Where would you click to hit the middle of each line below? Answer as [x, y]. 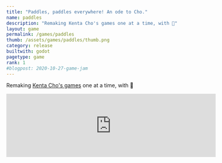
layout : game [23, 29]
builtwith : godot [28, 52]
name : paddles [24, 18]
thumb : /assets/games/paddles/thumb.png [58, 40]
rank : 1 [16, 62]
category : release [29, 46]
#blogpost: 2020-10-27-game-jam [47, 68]
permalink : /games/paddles [40, 35]
